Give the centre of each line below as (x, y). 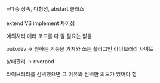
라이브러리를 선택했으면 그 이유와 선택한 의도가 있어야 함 (72, 74)
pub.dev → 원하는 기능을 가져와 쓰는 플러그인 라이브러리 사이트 (80, 49)
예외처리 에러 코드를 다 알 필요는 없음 (49, 36)
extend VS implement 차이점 (41, 23)
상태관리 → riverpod (30, 61)
